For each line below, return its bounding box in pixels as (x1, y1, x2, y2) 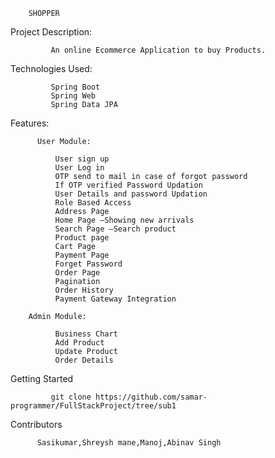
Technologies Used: (10, 63, 93, 74)
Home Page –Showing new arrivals (54, 215, 195, 225)
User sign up (54, 154, 110, 164)
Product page (54, 233, 110, 243)
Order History (54, 285, 114, 295)
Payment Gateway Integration (54, 294, 177, 304)
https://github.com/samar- (95, 392, 208, 402)
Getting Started (10, 373, 74, 384)
